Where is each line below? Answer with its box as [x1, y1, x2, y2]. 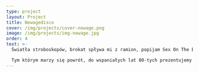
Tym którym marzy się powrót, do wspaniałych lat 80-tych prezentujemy [11, 57, 192, 63]
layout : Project [6, 14, 46, 20]
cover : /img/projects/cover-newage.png [6, 25, 105, 31]
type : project [6, 8, 41, 15]
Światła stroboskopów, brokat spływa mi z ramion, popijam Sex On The [11, 47, 190, 53]
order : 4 [6, 36, 28, 42]
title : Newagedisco [6, 19, 54, 25]
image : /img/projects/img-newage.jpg [6, 30, 99, 36]
